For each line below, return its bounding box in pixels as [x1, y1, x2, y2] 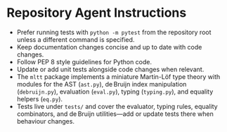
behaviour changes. [16, 117, 75, 125]
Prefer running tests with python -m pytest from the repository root [16, 28, 212, 36]
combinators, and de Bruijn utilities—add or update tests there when [16, 110, 214, 118]
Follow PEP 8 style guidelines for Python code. [16, 57, 153, 66]
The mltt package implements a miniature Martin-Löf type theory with [16, 72, 221, 81]
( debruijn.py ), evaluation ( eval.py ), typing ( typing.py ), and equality [16, 87, 214, 96]
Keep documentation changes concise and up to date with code [16, 43, 202, 51]
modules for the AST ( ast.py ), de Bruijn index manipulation [16, 80, 187, 88]
